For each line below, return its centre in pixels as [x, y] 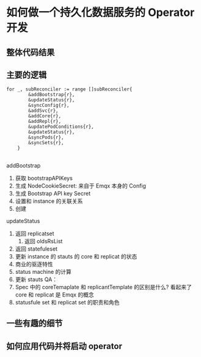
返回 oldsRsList [43, 241]
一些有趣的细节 [35, 324]
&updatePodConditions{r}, [61, 127]
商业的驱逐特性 [34, 264]
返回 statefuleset [36, 249]
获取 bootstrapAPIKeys [44, 178]
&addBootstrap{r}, [52, 95]
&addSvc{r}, [44, 111]
